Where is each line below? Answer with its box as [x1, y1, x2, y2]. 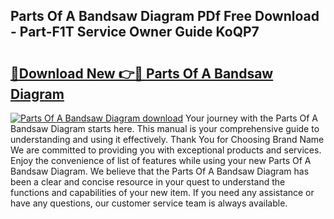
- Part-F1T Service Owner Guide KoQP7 [10, 24, 260, 41]
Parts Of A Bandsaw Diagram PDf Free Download [10, 8, 320, 25]
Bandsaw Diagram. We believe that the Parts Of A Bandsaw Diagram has [10, 165, 310, 177]
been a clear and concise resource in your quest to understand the [10, 176, 286, 188]
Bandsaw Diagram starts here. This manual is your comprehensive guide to [10, 123, 320, 134]
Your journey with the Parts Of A [185, 112, 318, 124]
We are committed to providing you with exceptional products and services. [10, 144, 322, 156]
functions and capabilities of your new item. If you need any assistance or [10, 187, 315, 198]
